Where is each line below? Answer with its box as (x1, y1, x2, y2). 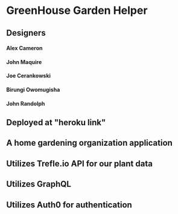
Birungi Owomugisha (6, 86, 60, 93)
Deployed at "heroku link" (6, 117, 106, 128)
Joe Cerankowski (6, 72, 51, 79)
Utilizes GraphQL (6, 179, 71, 189)
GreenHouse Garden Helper (6, 4, 148, 18)
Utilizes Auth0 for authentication (6, 199, 133, 210)
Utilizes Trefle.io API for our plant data (6, 158, 153, 169)
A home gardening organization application (6, 138, 173, 148)
